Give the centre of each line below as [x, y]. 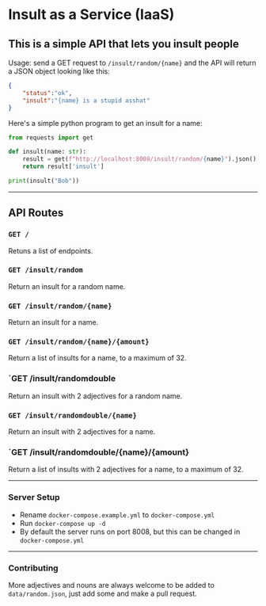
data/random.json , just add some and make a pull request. [103, 593]
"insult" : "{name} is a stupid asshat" [86, 101]
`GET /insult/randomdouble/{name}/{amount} [99, 452]
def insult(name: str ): [47, 152]
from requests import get [51, 137]
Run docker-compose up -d [63, 523]
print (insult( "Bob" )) [44, 181]
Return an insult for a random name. [67, 286]
